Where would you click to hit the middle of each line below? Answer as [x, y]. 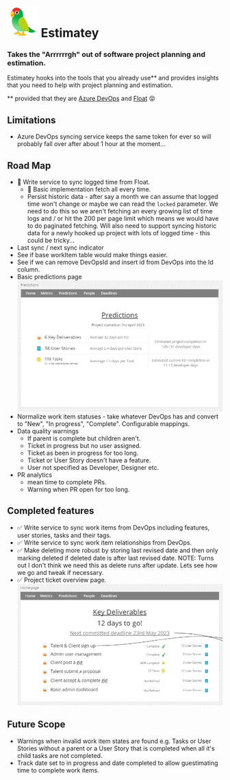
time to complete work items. [58, 770]
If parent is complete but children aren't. [84, 438]
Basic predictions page [49, 277]
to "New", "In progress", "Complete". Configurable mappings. [103, 423]
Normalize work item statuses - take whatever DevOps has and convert [118, 416]
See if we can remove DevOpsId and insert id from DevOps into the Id [115, 262]
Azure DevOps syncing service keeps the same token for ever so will [114, 137]
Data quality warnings [48, 431]
